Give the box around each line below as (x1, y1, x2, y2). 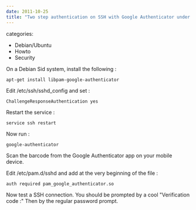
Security (14, 54, 35, 61)
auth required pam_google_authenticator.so (6, 181, 114, 187)
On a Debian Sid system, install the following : (6, 65, 117, 72)
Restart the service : (6, 109, 55, 116)
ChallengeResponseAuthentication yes (6, 98, 99, 104)
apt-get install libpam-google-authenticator (6, 77, 119, 83)
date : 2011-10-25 (6, 8, 49, 15)
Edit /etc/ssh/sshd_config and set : (6, 87, 90, 94)
